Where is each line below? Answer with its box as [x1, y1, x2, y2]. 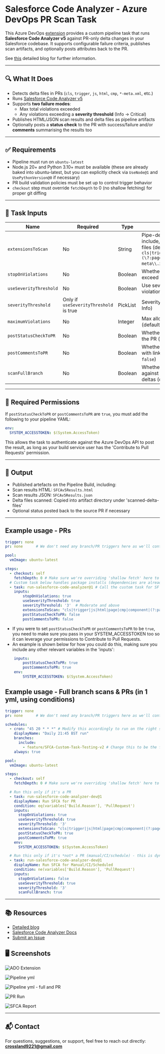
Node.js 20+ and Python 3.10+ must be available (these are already [12, 164, 148, 170]
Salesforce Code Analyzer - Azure [5, 3, 147, 15]
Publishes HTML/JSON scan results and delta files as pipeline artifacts [12, 116, 155, 122]
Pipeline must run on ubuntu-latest [12, 159, 84, 165]
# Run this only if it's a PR [9, 790, 71, 795]
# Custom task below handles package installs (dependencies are [9, 580, 146, 585]
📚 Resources [5, 909, 47, 917]
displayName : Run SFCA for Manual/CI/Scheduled [14, 862, 113, 868]
